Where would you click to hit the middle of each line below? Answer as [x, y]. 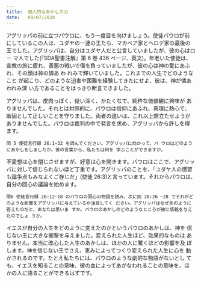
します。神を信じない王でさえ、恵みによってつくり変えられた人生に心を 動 [99, 250]
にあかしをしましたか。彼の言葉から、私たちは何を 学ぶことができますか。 [86, 150]
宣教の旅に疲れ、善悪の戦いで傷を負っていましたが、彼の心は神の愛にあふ [98, 65]
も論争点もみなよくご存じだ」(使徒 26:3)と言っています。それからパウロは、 [101, 176]
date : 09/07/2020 [31, 17]
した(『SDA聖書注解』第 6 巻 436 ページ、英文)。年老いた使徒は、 [110, 58]
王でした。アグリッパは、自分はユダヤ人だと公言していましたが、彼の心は [98, 50]
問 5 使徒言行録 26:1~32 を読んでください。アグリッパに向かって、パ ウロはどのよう [99, 143]
